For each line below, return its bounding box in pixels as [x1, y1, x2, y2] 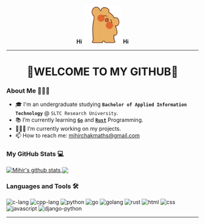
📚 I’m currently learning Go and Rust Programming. [15, 116, 143, 124]
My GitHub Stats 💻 [6, 150, 64, 158]
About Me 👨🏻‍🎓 [6, 86, 50, 95]
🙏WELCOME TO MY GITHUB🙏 [26, 65, 179, 79]
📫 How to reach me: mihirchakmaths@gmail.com [15, 132, 140, 139]
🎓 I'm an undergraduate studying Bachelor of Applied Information [15, 100, 187, 108]
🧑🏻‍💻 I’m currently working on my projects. [15, 125, 121, 133]
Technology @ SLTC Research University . [15, 110, 118, 117]
